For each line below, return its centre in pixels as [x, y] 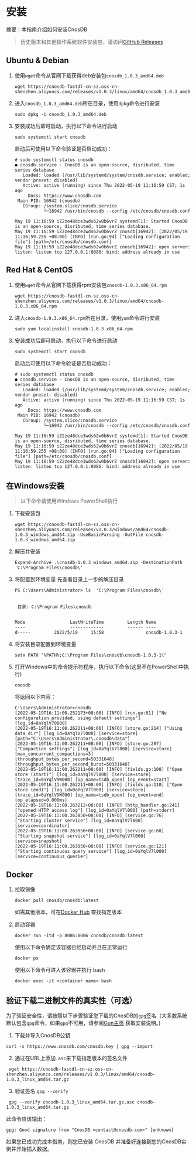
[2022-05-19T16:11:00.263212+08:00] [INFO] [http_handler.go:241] [97, 805]
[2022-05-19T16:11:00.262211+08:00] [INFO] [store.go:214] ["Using [98, 729]
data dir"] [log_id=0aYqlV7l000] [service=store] [76, 734]
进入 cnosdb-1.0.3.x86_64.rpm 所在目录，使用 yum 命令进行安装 [87, 317]
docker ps [27, 958]
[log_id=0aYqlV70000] [41, 723]
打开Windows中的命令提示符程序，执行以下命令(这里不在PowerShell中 [99, 667]
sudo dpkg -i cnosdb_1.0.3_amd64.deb [61, 114]
